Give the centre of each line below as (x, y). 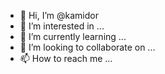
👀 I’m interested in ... (62, 26)
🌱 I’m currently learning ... (73, 36)
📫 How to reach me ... (66, 58)
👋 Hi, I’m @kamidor (59, 15)
